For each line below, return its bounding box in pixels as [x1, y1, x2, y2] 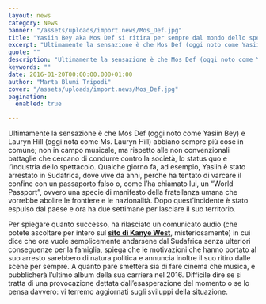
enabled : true [15, 100, 62, 108]
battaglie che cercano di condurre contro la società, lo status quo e [8, 154, 228, 163]
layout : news [8, 11, 51, 20]
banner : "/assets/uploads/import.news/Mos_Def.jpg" [8, 26, 182, 34]
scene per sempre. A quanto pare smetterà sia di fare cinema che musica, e [8, 262, 256, 272]
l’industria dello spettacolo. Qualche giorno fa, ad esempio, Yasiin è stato [8, 162, 246, 172]
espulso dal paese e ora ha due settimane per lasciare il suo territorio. [8, 204, 236, 214]
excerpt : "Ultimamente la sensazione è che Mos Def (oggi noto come [8, 41, 239, 49]
